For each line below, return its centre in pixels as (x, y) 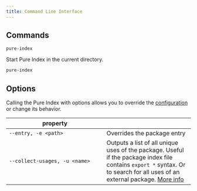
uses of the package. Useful (145, 150)
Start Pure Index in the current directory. (55, 60)
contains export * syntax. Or (146, 165)
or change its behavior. (34, 109)
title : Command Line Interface (44, 11)
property (55, 124)
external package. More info (145, 179)
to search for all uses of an (143, 172)
